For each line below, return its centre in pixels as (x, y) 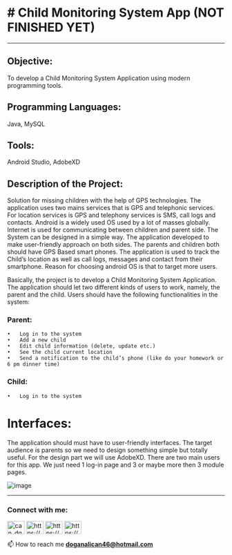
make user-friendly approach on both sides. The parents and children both (113, 245)
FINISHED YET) (51, 27)
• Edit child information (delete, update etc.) (81, 346)
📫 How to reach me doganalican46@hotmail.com (80, 545)
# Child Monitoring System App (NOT (116, 13)
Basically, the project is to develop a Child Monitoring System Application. (112, 280)
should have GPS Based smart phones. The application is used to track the (113, 252)
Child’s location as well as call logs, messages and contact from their (105, 259)
